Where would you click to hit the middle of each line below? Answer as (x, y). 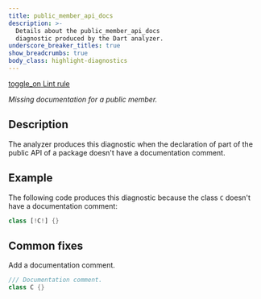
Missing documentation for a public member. (83, 99)
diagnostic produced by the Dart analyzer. (89, 38)
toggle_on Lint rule (39, 83)
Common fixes (46, 245)
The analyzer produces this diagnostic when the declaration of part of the (131, 144)
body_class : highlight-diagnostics (68, 61)
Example (31, 178)
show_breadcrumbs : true (48, 53)
